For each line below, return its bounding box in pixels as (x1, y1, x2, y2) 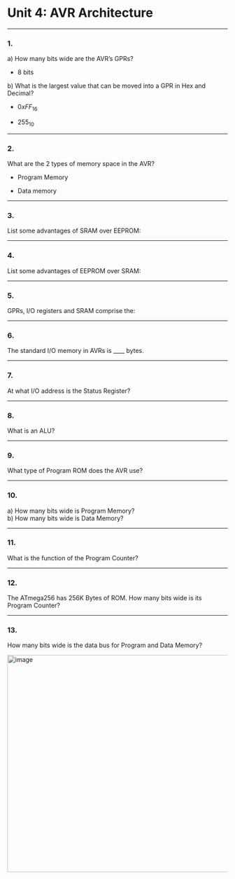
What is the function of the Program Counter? (7, 553, 138, 562)
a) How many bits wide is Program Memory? (7, 506, 135, 515)
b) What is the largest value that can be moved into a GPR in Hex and (7, 82, 206, 90)
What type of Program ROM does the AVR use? (7, 466, 143, 475)
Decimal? (7, 89, 34, 97)
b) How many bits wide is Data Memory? (7, 513, 124, 522)
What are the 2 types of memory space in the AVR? (7, 160, 155, 168)
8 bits (17, 68, 34, 76)
